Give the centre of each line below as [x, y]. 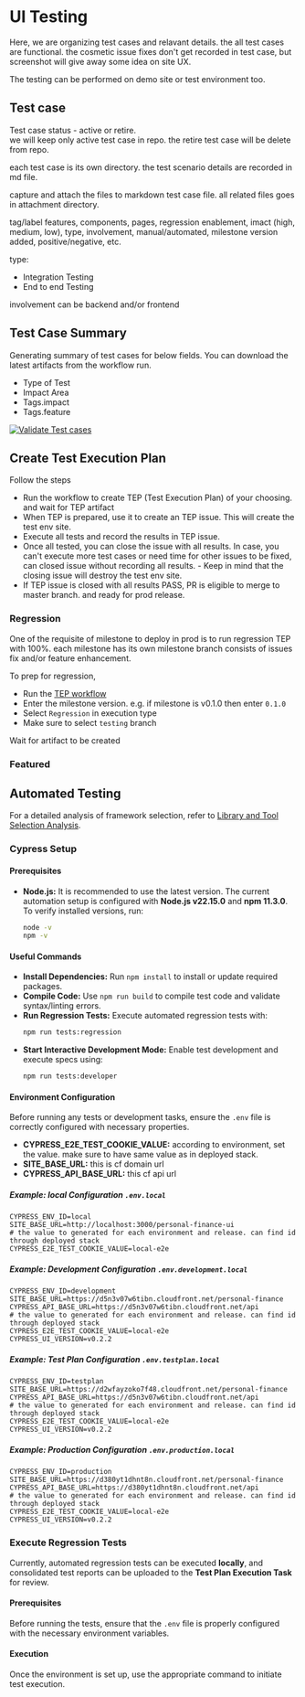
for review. [29, 1582]
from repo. [30, 149]
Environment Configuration [63, 1097]
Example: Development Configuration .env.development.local [129, 1269]
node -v [37, 927]
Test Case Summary [68, 333]
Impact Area [46, 392]
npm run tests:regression [72, 1032]
